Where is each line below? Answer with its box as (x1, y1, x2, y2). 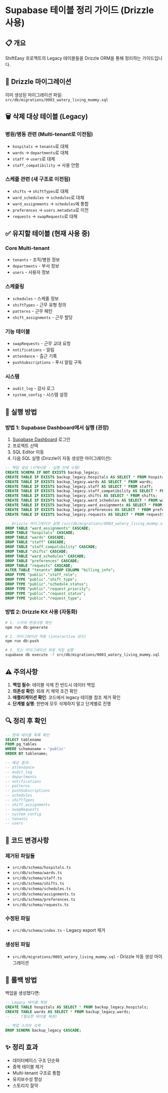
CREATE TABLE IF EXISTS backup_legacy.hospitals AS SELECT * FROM (5, 474, 146, 479)
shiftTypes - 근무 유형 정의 (12, 302, 66, 308)
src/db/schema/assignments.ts (12, 892, 76, 897)
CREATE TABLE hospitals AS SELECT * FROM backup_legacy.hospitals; (5, 1005, 149, 1010)
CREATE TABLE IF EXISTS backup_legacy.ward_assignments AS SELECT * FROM (5, 503, 162, 508)
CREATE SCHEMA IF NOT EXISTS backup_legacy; (5, 470, 99, 475)
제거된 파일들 (5, 852, 35, 859)
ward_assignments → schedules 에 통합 (12, 200, 89, 206)
